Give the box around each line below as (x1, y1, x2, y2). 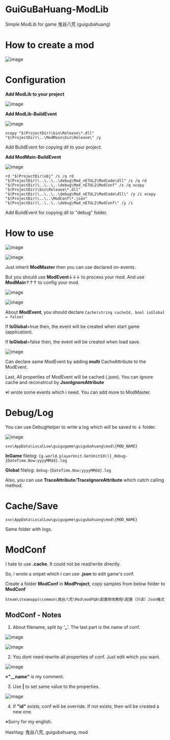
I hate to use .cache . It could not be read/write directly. (5, 561, 121, 567)
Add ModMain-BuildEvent (5, 154, 61, 160)
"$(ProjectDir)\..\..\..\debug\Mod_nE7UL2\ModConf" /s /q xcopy (5, 182, 145, 187)
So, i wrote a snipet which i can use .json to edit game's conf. (5, 570, 135, 577)
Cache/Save (5, 500, 59, 512)
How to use (5, 227, 54, 238)
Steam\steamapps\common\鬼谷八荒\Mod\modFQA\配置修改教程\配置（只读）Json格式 (5, 596, 165, 602)
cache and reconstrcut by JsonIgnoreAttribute (5, 379, 104, 385)
